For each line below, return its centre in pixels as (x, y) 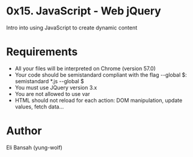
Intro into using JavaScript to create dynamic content (72, 28)
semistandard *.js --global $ (49, 81)
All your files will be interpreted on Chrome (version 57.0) (85, 68)
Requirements (42, 52)
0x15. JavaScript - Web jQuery (84, 11)
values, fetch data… (39, 107)
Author (24, 131)
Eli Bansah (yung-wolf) (34, 147)
